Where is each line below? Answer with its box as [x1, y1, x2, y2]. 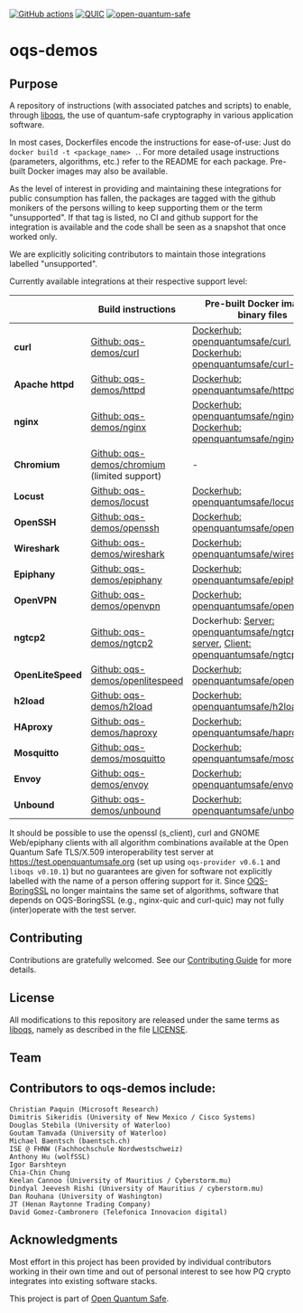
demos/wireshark [90, 548, 165, 560]
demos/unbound [90, 805, 161, 817]
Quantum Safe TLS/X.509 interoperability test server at [9, 846, 214, 857]
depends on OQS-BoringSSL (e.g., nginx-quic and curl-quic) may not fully [9, 895, 284, 905]
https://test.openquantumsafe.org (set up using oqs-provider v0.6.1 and [9, 856, 281, 867]
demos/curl [90, 346, 140, 359]
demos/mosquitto [90, 752, 166, 764]
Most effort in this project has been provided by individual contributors [9, 1256, 272, 1267]
